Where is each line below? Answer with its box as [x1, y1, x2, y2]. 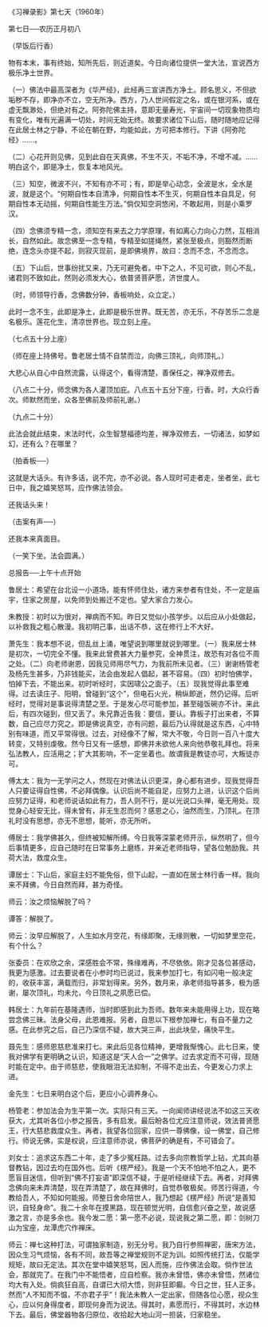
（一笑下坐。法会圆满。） [8, 551, 89, 560]
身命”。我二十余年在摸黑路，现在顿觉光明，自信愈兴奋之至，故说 [35, 1203, 250, 1212]
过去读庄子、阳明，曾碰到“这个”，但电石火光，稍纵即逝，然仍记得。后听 [22, 689, 259, 698]
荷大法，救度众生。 [8, 853, 72, 862]
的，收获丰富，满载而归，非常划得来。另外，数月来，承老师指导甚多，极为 [8, 978, 253, 987]
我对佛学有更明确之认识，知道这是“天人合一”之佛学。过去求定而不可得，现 [8, 1052, 253, 1061]
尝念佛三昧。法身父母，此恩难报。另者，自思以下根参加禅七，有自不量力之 [8, 1015, 253, 1024]
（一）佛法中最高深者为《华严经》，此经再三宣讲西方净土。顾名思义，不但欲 [8, 85, 257, 94]
